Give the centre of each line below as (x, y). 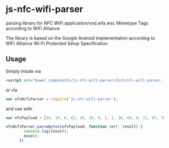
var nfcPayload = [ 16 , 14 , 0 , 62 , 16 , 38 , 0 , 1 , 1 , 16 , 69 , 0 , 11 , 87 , (82, 118)
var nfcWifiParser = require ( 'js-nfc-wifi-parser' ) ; (62, 99)
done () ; (32, 136)
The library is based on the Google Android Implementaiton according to (80, 38)
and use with (19, 108)
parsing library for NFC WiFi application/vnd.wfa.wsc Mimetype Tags (77, 23)
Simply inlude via (23, 71)
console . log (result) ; (46, 131)
